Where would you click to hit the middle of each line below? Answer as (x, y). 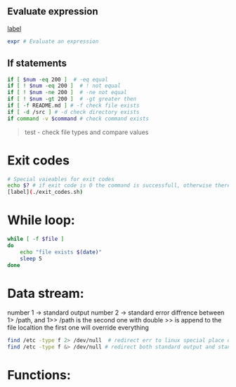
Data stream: (46, 293)
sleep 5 (31, 258)
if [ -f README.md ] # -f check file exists (73, 105)
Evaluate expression (53, 12)
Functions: (39, 375)
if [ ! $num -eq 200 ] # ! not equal (64, 86)
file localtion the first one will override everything (78, 328)
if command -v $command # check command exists (78, 119)
